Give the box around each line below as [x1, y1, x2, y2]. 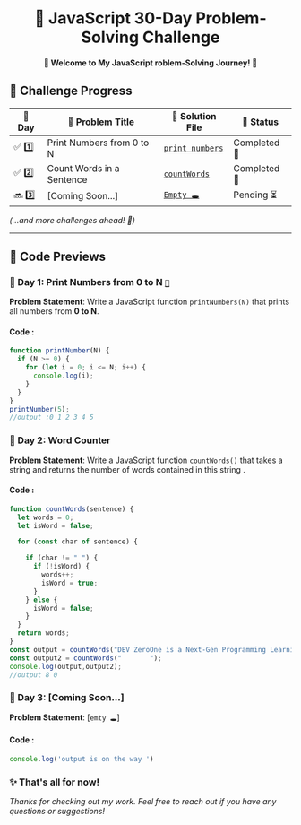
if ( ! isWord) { [32, 562, 90, 571]
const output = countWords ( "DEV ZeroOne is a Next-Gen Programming [9, 645, 267, 654]
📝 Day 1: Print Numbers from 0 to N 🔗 [9, 275, 170, 288]
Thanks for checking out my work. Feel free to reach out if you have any [9, 796, 277, 807]
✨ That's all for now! [9, 776, 100, 788]
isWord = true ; [41, 578, 99, 587]
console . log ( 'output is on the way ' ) [9, 754, 154, 763]
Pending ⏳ [233, 188, 278, 201]
